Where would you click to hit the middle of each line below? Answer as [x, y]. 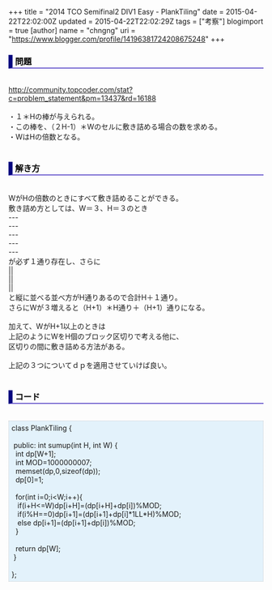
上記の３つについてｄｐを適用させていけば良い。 [90, 365]
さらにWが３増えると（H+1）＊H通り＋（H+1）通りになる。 [109, 307]
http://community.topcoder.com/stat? [71, 90]
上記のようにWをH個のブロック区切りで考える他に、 [96, 336]
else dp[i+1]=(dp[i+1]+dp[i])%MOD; [76, 523]
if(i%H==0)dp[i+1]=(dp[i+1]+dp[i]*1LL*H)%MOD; [100, 514]
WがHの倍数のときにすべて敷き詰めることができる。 [96, 198]
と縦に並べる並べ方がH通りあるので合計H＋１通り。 [95, 297]
